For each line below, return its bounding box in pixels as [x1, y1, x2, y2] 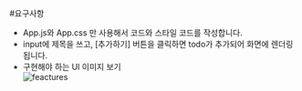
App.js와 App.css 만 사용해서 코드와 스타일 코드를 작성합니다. [22, 27, 244, 38]
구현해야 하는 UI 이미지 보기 [22, 62, 121, 72]
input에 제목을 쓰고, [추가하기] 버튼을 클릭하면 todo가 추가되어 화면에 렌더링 [22, 39, 294, 49]
